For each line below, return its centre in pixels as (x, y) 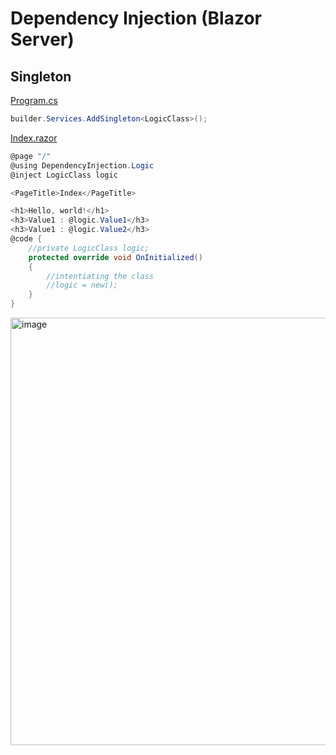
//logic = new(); (82, 285)
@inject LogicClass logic (64, 175)
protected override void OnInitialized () (115, 257)
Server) (42, 39)
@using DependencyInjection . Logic (82, 165)
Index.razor (34, 138)
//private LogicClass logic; (89, 248)
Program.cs (34, 100)
